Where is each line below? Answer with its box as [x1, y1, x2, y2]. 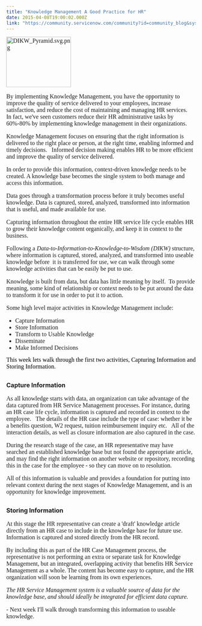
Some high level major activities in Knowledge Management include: [6, 305, 174, 312]
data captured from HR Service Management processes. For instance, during [6, 401, 191, 409]
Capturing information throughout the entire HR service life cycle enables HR [6, 218, 194, 226]
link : [6, 20, 20, 26]
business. [6, 232, 29, 240]
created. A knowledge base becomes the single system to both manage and [6, 173, 185, 180]
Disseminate [14, 338, 45, 345]
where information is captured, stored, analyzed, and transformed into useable [6, 252, 194, 259]
